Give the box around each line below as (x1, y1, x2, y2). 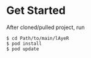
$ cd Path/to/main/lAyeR (6, 35, 69, 41)
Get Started (6, 4, 66, 18)
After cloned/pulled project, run (6, 24, 85, 31)
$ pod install (6, 40, 42, 47)
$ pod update (6, 46, 39, 52)
